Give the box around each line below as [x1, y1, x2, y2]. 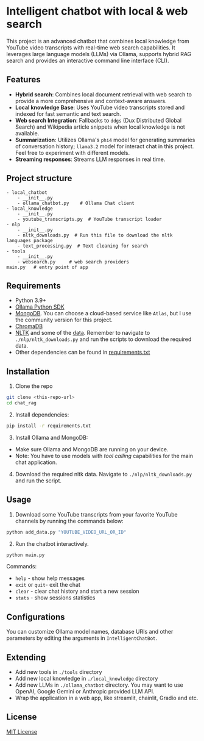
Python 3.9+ [15, 297, 47, 304]
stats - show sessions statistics [15, 594, 96, 601]
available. [15, 129, 40, 137]
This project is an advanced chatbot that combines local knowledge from [6, 37, 190, 45]
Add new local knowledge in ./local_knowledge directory [15, 675, 158, 682]
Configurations [6, 612, 65, 622]
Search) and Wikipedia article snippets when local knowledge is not [15, 123, 186, 131]
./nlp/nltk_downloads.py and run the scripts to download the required [15, 335, 192, 343]
